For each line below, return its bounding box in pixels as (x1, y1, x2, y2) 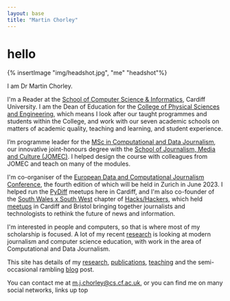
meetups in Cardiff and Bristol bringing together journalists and (7, 202, 185, 210)
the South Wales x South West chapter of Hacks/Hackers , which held (7, 195, 203, 203)
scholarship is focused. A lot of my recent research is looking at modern (7, 230, 211, 238)
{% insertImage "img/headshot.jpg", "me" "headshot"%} (7, 69, 168, 77)
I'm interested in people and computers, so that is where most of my (7, 223, 200, 231)
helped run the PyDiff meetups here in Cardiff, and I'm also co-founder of (7, 188, 215, 196)
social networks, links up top (7, 286, 88, 294)
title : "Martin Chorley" (7, 16, 78, 23)
